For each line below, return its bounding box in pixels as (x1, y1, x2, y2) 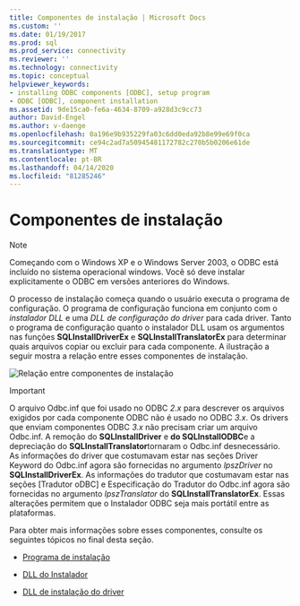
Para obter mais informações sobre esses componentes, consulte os (9, 525, 263, 536)
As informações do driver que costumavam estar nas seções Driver (9, 450, 259, 462)
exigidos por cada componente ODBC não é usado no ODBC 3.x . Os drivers (9, 412, 289, 423)
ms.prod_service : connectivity (9, 47, 126, 56)
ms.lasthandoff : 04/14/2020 (9, 163, 115, 172)
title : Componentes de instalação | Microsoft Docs (9, 13, 206, 22)
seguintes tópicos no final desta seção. (9, 534, 154, 545)
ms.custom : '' (9, 22, 63, 30)
